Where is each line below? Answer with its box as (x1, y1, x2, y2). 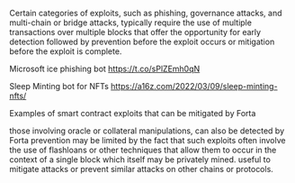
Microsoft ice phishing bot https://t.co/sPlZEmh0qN (9, 63, 201, 74)
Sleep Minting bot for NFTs (9, 81, 110, 91)
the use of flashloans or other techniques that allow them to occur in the (9, 144, 277, 155)
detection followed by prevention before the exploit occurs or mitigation (9, 36, 275, 47)
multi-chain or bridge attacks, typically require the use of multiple (9, 17, 252, 28)
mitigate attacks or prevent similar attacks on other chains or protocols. (9, 164, 274, 174)
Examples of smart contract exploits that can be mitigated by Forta (9, 108, 256, 118)
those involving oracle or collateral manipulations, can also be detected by (9, 125, 285, 136)
